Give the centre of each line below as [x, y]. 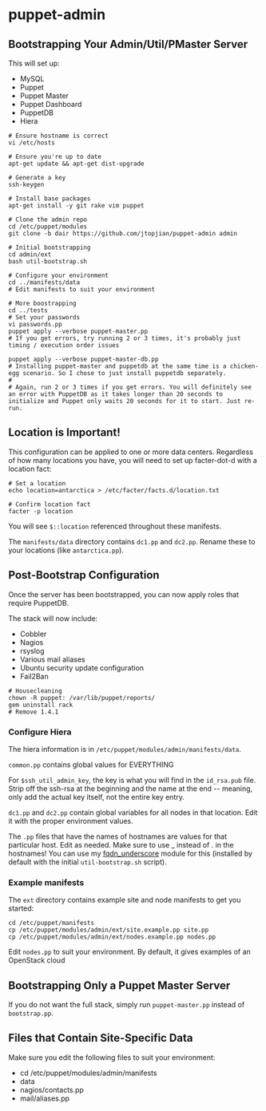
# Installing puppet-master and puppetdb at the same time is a [117, 366]
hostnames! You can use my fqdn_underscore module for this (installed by [131, 853]
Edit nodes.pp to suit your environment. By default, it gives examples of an [130, 952]
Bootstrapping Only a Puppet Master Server [119, 985]
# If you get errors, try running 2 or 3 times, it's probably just [125, 338]
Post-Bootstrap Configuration [84, 575]
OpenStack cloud [37, 960]
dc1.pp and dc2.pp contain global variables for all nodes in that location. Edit [133, 812]
